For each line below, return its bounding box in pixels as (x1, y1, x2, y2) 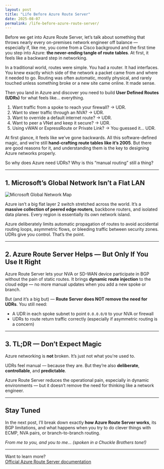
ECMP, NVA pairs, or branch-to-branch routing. (5, 430, 101, 436)
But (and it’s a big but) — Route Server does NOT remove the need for (5, 296, 147, 302)
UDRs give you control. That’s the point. (5, 231, 85, 238)
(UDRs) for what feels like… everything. (5, 95, 84, 101)
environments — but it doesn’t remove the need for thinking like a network (5, 382, 154, 388)
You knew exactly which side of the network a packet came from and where (5, 70, 158, 76)
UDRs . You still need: (5, 301, 47, 307)
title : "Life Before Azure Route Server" (5, 12, 91, 17)
